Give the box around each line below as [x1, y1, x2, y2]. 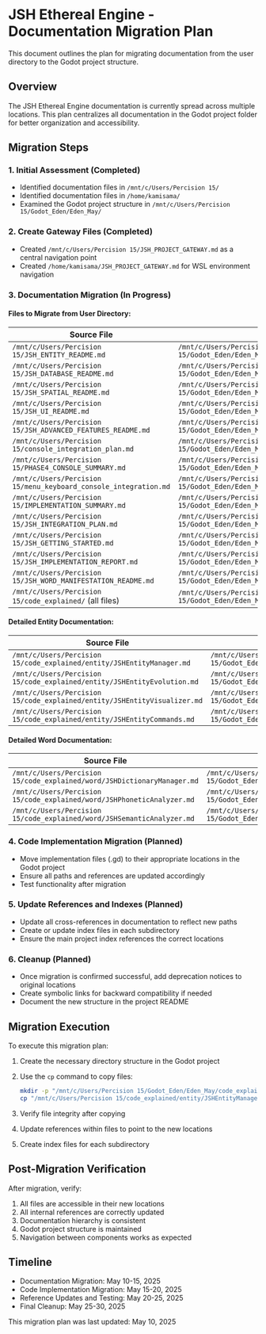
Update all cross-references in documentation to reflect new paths [19, 917, 237, 927]
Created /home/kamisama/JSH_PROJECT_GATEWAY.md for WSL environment [19, 261, 251, 270]
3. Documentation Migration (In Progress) [8, 289, 172, 300]
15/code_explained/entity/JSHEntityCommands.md [12, 715, 196, 724]
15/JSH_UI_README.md [12, 407, 89, 415]
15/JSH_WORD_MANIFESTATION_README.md [12, 576, 154, 585]
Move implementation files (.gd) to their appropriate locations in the [19, 854, 240, 863]
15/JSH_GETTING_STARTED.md [12, 538, 114, 548]
